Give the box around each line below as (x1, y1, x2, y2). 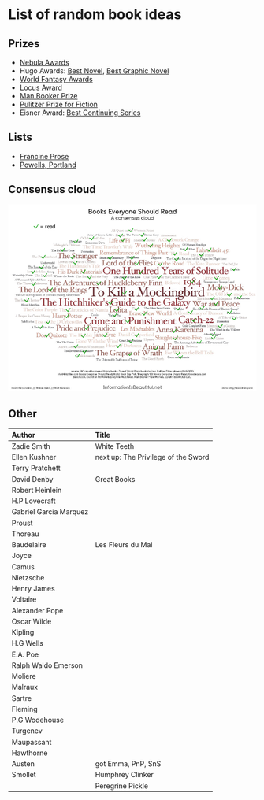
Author (11, 430, 35, 439)
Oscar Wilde (11, 617, 52, 626)
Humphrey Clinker (95, 770, 154, 780)
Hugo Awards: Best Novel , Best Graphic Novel (19, 66, 169, 76)
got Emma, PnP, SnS (95, 759, 162, 769)
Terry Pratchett (11, 463, 61, 473)
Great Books (95, 474, 136, 483)
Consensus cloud (8, 183, 96, 196)
